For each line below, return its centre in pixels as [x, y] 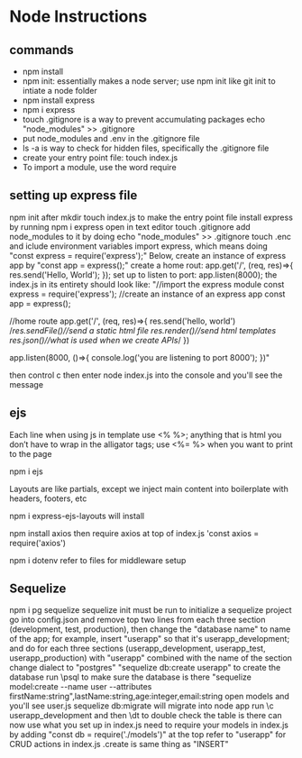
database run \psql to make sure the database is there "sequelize [131, 677]
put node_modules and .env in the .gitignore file [111, 138]
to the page [31, 453]
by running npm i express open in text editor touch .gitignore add [130, 226]
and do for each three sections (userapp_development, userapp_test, [137, 648]
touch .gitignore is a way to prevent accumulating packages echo [144, 119]
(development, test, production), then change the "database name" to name [150, 629]
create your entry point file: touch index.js [100, 158]
